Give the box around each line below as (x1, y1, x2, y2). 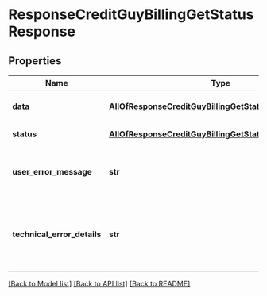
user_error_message (12, 167, 93, 177)
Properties (8, 54, 62, 67)
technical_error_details (12, 229, 102, 240)
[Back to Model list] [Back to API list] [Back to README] (8, 279, 191, 288)
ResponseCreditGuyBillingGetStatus (8, 6, 254, 24)
